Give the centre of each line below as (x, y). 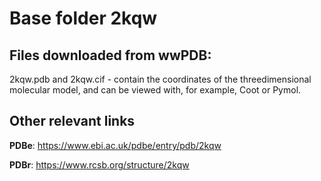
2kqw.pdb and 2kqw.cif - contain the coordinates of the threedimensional (160, 79)
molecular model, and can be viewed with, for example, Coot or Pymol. (155, 90)
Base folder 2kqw (83, 18)
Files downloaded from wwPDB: (110, 55)
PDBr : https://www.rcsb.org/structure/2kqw (99, 164)
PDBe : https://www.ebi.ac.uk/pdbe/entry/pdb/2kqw (115, 145)
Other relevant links (72, 121)
